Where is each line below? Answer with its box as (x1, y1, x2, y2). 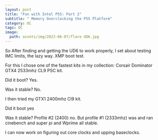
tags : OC (5, 25, 23, 30)
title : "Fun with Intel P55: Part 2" (5, 12, 82, 17)
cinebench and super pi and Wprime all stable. (5, 120, 99, 126)
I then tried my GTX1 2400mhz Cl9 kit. (5, 96, 82, 101)
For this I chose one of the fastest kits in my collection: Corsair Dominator (5, 62, 153, 68)
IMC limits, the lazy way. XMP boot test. (5, 53, 85, 59)
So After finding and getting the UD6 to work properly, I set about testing (5, 47, 151, 54)
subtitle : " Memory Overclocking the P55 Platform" (5, 16, 112, 21)
